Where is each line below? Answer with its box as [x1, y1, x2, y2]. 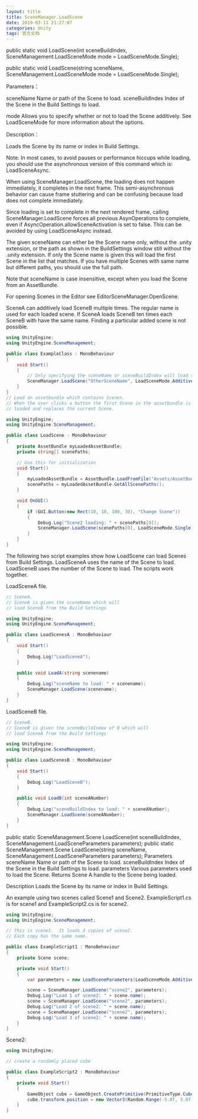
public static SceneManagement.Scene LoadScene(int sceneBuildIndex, [6, 833, 181, 840]
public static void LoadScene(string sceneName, [6, 64, 124, 71]
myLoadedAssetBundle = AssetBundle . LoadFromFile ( [27, 476, 151, 482]
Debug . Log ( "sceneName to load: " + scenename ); [27, 681, 146, 687]
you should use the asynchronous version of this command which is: [6, 161, 173, 168]
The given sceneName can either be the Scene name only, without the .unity [6, 239, 192, 246]
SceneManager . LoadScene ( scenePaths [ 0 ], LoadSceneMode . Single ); [37, 525, 196, 531]
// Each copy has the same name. [6, 934, 88, 939]
